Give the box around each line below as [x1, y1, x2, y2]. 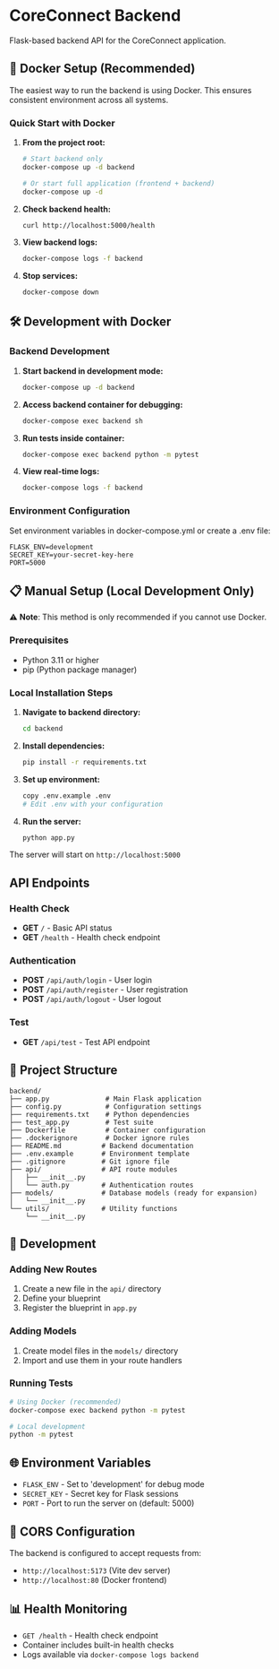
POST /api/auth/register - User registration [21, 984, 189, 995]
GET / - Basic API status [21, 922, 113, 933]
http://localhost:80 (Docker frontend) [21, 1574, 167, 1585]
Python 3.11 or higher [21, 654, 100, 665]
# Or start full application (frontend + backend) [21, 178, 216, 188]
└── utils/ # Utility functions [9, 1204, 178, 1213]
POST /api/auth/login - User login [21, 974, 152, 986]
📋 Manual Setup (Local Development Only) [9, 584, 255, 599]
